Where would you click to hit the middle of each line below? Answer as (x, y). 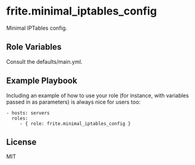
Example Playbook (42, 81)
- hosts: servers (28, 113)
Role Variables (34, 47)
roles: (20, 118)
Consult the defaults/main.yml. (44, 61)
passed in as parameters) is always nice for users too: (73, 102)
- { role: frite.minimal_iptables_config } (75, 123)
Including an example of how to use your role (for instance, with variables (97, 95)
